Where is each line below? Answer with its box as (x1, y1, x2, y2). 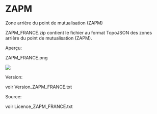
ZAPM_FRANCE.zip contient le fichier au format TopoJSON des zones (5, 29, 152, 35)
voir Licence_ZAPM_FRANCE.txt (5, 103, 73, 109)
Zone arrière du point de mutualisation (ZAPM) (5, 20, 103, 26)
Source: (5, 93, 22, 99)
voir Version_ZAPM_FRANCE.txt (5, 84, 72, 90)
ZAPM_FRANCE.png (5, 54, 48, 61)
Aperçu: (5, 45, 22, 51)
